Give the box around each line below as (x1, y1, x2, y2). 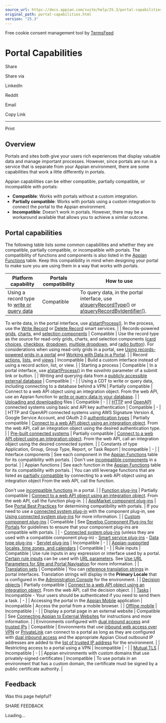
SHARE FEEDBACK (5, 703, 43, 709)
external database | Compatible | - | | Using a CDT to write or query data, (5, 378, 154, 383)
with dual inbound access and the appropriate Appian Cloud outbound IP (5, 634, 153, 640)
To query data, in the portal (80, 289, 143, 296)
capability (10, 280, 35, 287)
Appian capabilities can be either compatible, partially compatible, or (5, 178, 145, 184)
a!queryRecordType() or (80, 301, 136, 308)
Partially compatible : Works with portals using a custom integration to (12, 199, 156, 205)
